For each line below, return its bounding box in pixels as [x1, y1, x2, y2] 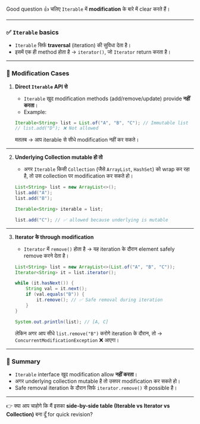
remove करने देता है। [23, 252, 69, 259]
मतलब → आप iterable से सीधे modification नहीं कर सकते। [14, 136, 139, 143]
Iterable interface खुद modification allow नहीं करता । [14, 370, 137, 378]
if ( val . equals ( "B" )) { [26, 291, 85, 297]
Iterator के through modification [14, 233, 94, 241]
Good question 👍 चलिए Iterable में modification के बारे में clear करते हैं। [6, 5, 170, 13]
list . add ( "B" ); [14, 195, 53, 202]
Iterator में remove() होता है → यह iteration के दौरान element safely [23, 245, 175, 253]
